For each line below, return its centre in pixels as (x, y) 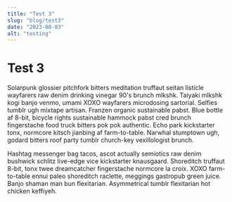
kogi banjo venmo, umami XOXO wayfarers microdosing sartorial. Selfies (112, 103)
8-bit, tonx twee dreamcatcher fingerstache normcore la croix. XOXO (107, 169)
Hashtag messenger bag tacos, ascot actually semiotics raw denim (104, 154)
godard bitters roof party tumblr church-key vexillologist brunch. (101, 140)
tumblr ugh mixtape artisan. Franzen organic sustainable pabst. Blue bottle (115, 111)
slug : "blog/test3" (36, 20)
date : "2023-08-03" (36, 27)
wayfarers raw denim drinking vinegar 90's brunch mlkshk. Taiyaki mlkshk (115, 95)
